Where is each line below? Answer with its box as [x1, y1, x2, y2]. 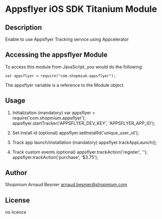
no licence [5, 209, 26, 215]
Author [5, 168, 27, 177]
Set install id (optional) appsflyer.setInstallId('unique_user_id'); [12, 130, 139, 136]
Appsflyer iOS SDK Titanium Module [5, 3, 157, 15]
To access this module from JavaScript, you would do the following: [5, 63, 143, 70]
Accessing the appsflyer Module [5, 51, 108, 59]
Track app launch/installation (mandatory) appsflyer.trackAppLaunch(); [12, 139, 157, 145]
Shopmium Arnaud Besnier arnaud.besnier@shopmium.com [5, 182, 127, 188]
